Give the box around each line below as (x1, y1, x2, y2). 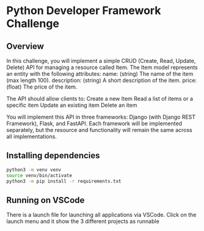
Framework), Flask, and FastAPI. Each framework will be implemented (6, 120, 182, 127)
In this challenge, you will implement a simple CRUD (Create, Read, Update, (6, 57, 196, 64)
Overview (6, 41, 45, 51)
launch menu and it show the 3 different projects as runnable (6, 218, 160, 225)
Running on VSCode (6, 195, 85, 205)
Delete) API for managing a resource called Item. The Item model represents (6, 64, 198, 71)
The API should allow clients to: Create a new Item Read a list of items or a (6, 95, 194, 102)
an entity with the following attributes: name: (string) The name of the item (6, 70, 194, 77)
